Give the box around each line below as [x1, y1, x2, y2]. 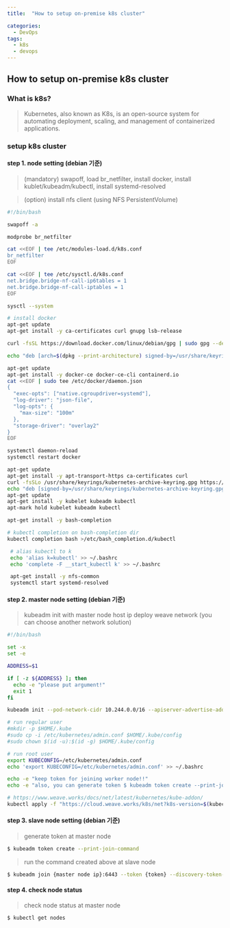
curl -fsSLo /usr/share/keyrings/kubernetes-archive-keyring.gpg [7, 478, 197, 486]
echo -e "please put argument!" [13, 681, 106, 688]
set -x [7, 644, 26, 651]
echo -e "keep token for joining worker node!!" [7, 776, 149, 782]
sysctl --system [7, 303, 53, 310]
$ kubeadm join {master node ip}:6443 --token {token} [7, 871, 167, 878]
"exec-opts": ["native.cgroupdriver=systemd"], [13, 391, 152, 397]
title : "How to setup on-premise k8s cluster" [7, 10, 146, 17]
